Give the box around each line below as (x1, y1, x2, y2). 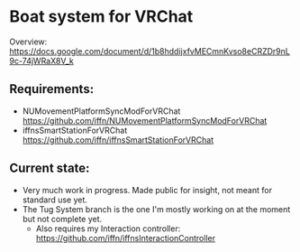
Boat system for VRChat (9, 6, 194, 27)
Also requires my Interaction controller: (35, 223, 181, 234)
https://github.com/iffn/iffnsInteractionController (35, 232, 216, 243)
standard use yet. (22, 194, 88, 205)
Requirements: (9, 81, 95, 97)
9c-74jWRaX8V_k (9, 55, 74, 66)
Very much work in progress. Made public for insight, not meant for (22, 184, 273, 195)
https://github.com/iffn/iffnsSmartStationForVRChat (22, 134, 214, 145)
